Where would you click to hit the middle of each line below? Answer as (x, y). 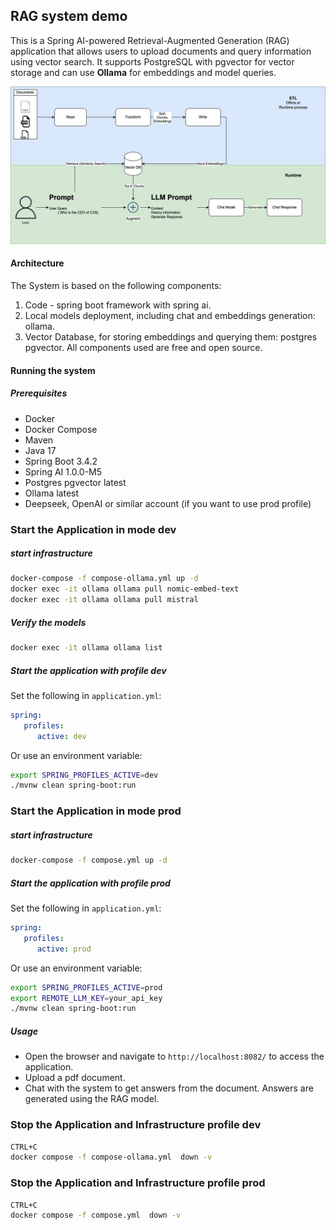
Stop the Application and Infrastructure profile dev (136, 1125)
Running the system (53, 370)
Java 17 (40, 450)
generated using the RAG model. (92, 1099)
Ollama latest (52, 493)
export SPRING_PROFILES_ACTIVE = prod (86, 987)
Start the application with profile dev (88, 670)
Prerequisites (39, 393)
